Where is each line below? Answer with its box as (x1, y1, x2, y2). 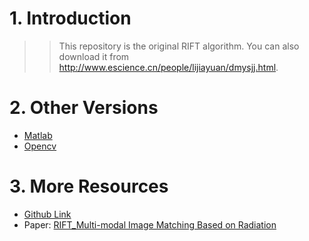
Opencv (23, 140, 57, 152)
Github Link (23, 208, 72, 220)
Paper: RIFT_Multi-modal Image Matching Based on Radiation (23, 218, 277, 231)
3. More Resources (9, 175, 169, 198)
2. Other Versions (9, 97, 159, 119)
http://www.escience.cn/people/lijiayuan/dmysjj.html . (58, 61, 279, 73)
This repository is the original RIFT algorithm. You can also (58, 40, 300, 52)
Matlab (23, 129, 53, 141)
